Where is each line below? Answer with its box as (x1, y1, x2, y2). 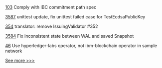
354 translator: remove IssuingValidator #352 (5, 23, 98, 29)
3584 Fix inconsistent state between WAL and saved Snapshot (5, 33, 134, 39)
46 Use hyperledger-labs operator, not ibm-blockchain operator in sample (5, 43, 158, 49)
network (5, 48, 22, 54)
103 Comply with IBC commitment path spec (5, 4, 97, 10)
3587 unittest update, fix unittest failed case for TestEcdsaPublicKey (5, 14, 146, 19)
